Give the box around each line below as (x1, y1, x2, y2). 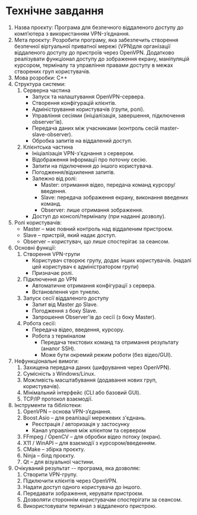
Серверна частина (23, 87, 71, 94)
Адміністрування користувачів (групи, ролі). (31, 105, 145, 113)
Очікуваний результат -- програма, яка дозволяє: (14, 464, 141, 472)
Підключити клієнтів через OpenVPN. (23, 477, 118, 484)
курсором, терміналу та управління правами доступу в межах (14, 61, 173, 69)
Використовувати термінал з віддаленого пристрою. (23, 502, 157, 509)
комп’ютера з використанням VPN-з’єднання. (14, 30, 131, 37)
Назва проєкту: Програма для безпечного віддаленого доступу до (14, 24, 184, 31)
